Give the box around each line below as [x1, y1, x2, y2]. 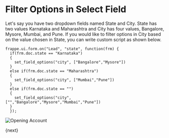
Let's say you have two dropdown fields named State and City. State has [5, 20, 157, 26]
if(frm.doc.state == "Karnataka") [10, 51, 83, 56]
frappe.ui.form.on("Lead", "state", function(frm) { [5, 46, 119, 51]
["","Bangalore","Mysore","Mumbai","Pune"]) [5, 99, 101, 105]
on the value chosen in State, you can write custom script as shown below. [5, 37, 161, 43]
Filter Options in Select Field [5, 4, 126, 15]
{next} [5, 127, 19, 133]
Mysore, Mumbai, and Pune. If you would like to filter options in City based [5, 31, 161, 37]
